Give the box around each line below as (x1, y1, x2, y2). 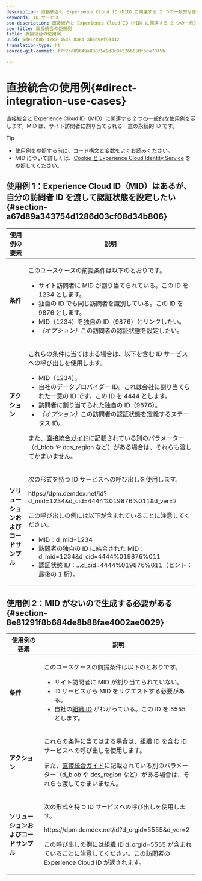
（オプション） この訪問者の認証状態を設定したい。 (38, 326, 183, 334)
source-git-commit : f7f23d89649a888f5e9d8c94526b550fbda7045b (6, 48, 165, 54)
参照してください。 (14, 162, 63, 169)
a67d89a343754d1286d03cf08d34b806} (6, 212, 168, 222)
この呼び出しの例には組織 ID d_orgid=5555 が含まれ (44, 840, 192, 849)
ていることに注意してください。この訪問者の (44, 849, 170, 858)
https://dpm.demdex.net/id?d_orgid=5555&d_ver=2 (44, 826, 190, 834)
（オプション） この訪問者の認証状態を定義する (38, 410, 171, 418)
